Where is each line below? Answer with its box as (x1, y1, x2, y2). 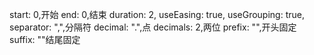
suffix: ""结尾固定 (9, 34, 81, 45)
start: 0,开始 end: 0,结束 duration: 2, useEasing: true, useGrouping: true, (9, 9, 305, 20)
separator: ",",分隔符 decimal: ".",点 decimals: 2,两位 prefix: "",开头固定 (9, 21, 297, 33)
